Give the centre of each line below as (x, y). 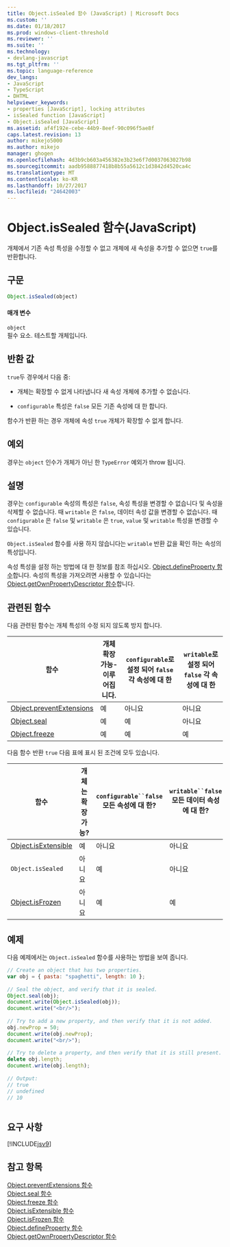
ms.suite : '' (26, 45)
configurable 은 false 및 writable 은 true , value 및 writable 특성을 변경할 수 (113, 521)
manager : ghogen (30, 154)
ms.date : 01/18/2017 (37, 26)
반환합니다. (22, 257)
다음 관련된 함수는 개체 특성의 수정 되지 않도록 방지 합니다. (85, 626)
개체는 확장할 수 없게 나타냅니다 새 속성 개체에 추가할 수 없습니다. (103, 391)
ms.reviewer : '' (30, 39)
